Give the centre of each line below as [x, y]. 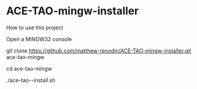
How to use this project [35, 27]
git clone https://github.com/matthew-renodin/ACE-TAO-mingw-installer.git [99, 50]
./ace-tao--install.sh [31, 80]
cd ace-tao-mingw [29, 68]
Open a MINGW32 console [39, 39]
